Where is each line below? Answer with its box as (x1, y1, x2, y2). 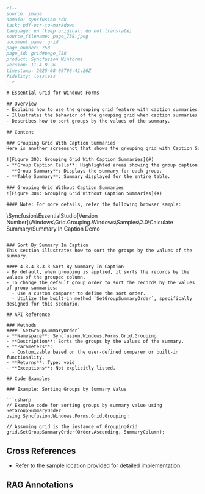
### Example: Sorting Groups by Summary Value (6, 387, 127, 393)
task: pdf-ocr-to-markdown (6, 22, 75, 28)
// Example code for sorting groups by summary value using (6, 403, 163, 409)
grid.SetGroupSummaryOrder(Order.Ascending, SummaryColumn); (6, 429, 165, 435)
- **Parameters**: (6, 344, 53, 350)
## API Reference (6, 312, 51, 318)
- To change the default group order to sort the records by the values (6, 280, 195, 286)
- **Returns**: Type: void (6, 360, 75, 366)
